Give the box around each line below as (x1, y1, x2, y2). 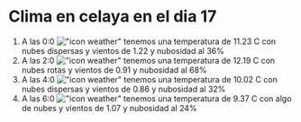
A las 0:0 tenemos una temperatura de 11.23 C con (21, 36, 277, 47)
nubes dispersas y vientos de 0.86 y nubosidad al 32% (21, 83, 226, 94)
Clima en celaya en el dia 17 (8, 6, 217, 27)
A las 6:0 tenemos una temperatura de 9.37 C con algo (21, 92, 292, 104)
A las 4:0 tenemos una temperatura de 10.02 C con (21, 74, 278, 84)
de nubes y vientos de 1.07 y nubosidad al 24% (21, 102, 197, 113)
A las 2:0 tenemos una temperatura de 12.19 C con (21, 55, 276, 65)
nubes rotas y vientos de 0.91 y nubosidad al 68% (21, 65, 208, 75)
